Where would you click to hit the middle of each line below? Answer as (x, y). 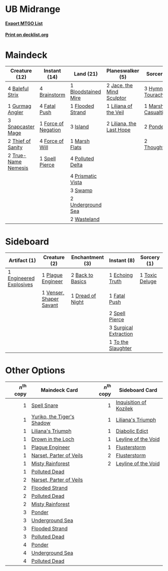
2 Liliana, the (121, 123)
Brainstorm (52, 95)
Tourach (154, 95)
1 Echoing (121, 275)
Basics (78, 281)
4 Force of (51, 141)
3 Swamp (81, 190)
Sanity (15, 147)
